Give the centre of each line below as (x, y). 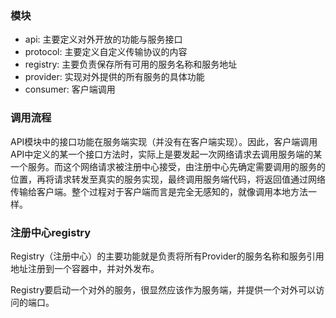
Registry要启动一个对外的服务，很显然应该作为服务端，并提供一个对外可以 (163, 289)
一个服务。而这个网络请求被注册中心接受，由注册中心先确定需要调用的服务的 (168, 166)
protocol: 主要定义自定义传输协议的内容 (106, 52)
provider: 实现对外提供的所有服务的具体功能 (114, 77)
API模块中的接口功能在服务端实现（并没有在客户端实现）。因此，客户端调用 (164, 141)
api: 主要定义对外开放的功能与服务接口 (103, 39)
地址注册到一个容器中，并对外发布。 (85, 268)
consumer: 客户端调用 (70, 89)
